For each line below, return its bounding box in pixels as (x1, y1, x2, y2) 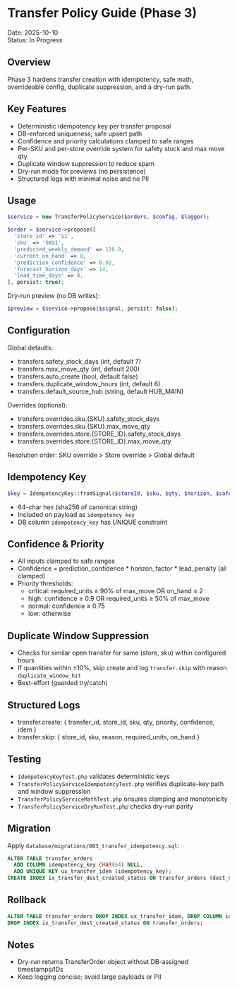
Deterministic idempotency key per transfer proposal (17, 121, 171, 130)
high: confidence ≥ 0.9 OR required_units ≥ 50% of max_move (28, 595, 209, 603)
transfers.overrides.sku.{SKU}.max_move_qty (17, 422, 150, 430)
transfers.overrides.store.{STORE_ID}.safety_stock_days (17, 429, 181, 438)
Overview (7, 56, 51, 69)
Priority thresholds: (17, 579, 73, 588)
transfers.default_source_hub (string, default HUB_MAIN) (17, 387, 184, 395)
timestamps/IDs (17, 965, 63, 974)
